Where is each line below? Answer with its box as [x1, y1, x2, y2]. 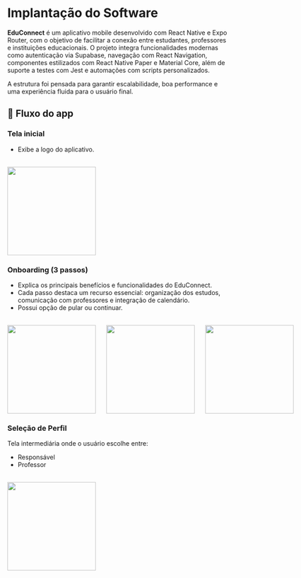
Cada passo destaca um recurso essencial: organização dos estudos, [17, 288, 220, 296]
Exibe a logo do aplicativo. [17, 145, 95, 154]
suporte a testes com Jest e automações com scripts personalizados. [7, 66, 210, 74]
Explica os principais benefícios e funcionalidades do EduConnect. [17, 281, 213, 289]
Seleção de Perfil [7, 423, 67, 433]
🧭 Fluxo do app [7, 108, 74, 120]
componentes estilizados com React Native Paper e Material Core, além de [7, 58, 225, 67]
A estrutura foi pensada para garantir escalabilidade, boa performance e [7, 79, 218, 88]
